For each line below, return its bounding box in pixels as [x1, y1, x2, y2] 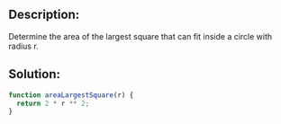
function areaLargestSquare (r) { [8, 90, 134, 100]
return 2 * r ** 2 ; [16, 99, 90, 108]
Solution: [8, 66, 60, 82]
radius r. [8, 40, 40, 51]
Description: [8, 7, 80, 22]
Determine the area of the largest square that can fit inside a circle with [8, 31, 273, 41]
